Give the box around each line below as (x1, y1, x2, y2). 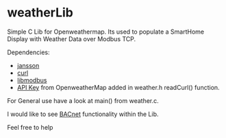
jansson (16, 61, 40, 69)
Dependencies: (7, 48, 50, 56)
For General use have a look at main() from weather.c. (7, 96, 159, 104)
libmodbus (16, 76, 47, 84)
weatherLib (7, 5, 73, 21)
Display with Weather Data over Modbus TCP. (7, 34, 136, 43)
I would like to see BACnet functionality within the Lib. (7, 110, 159, 118)
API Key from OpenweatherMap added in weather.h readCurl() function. (16, 83, 221, 91)
